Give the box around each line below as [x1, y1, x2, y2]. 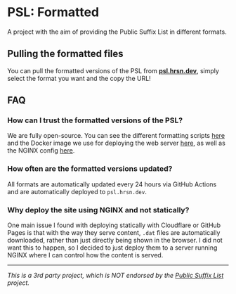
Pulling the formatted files [7, 48, 124, 60]
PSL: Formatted [7, 4, 100, 20]
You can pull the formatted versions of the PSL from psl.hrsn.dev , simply [7, 66, 220, 75]
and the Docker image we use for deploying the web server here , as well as [7, 139, 226, 148]
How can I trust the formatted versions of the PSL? [7, 115, 183, 125]
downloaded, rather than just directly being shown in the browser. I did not [7, 236, 223, 245]
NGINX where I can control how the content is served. [7, 251, 164, 260]
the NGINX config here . [7, 146, 75, 155]
